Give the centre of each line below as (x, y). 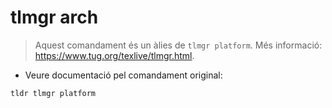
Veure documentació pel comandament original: (123, 75)
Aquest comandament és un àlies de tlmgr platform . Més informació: (178, 45)
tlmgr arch (54, 17)
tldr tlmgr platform (53, 93)
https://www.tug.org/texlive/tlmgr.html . (114, 55)
